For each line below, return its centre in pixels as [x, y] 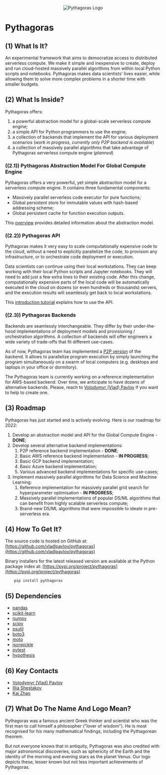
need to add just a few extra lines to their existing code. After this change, [80, 277]
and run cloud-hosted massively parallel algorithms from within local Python [83, 68]
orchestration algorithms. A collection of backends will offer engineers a [79, 337]
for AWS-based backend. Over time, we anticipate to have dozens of [75, 382]
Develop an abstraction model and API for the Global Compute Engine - [85, 435]
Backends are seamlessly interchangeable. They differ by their [69, 326]
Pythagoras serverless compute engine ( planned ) [63, 152]
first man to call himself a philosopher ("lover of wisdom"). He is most [76, 726]
